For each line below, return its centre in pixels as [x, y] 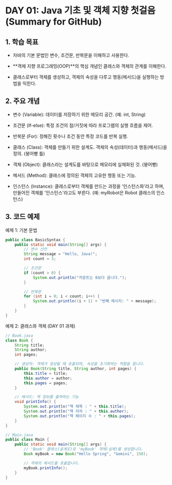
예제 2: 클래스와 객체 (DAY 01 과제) [40, 326]
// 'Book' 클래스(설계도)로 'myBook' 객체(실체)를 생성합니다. [84, 449]
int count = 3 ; [40, 259]
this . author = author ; [48, 378]
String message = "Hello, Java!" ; [61, 254]
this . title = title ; [46, 373]
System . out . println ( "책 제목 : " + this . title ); [75, 407]
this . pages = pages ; [46, 383]
